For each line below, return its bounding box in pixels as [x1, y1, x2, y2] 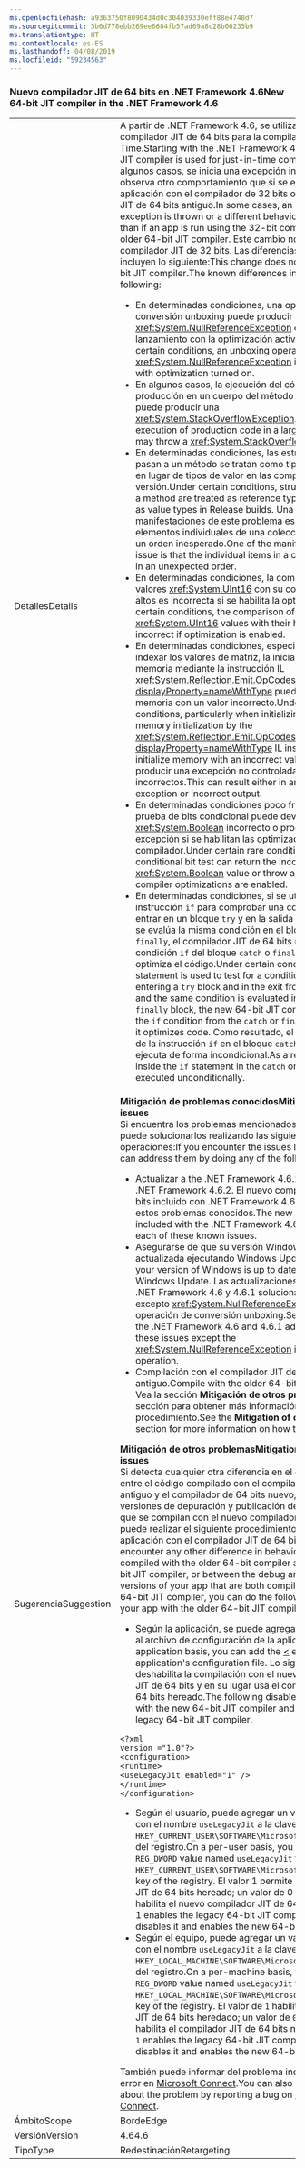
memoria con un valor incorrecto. [134, 696, 278, 709]
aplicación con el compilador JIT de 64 [119, 1534, 287, 1546]
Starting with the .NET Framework [143, 142, 288, 155]
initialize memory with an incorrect [134, 754, 283, 766]
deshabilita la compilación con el [134, 1668, 275, 1681]
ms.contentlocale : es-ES [9, 38, 103, 48]
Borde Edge [119, 2114, 168, 2127]
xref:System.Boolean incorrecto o [134, 822, 279, 834]
